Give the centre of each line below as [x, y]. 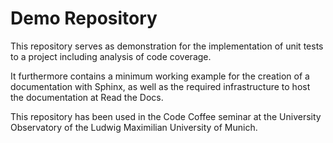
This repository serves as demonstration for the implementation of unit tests [167, 46]
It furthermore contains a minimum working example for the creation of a [160, 76]
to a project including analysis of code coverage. [111, 56]
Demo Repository [84, 18]
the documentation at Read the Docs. [87, 97]
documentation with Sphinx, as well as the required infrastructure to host [160, 86]
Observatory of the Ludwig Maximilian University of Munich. [134, 127]
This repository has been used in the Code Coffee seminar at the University [166, 116]
